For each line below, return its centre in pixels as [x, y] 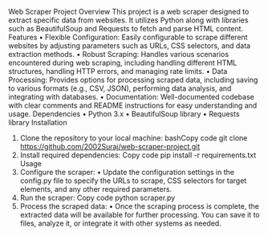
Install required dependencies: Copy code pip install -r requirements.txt [138, 155]
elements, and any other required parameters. [96, 189]
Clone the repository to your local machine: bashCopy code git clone [134, 138]
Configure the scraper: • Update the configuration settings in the [127, 172]
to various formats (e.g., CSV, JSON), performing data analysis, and [120, 88]
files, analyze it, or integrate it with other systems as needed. [121, 223]
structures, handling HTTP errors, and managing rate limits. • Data [118, 71]
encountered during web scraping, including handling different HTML [123, 63]
